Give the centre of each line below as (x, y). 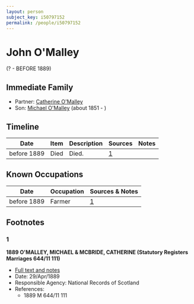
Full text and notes (37, 270)
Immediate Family (40, 87)
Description (86, 143)
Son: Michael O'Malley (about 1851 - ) (61, 108)
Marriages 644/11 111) (33, 259)
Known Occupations (45, 175)
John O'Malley (43, 52)
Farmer (60, 201)
